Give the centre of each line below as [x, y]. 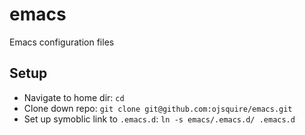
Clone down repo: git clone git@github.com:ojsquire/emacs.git [158, 108]
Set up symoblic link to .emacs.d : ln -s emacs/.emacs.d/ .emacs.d [159, 119]
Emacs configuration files [62, 42]
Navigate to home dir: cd [74, 97]
